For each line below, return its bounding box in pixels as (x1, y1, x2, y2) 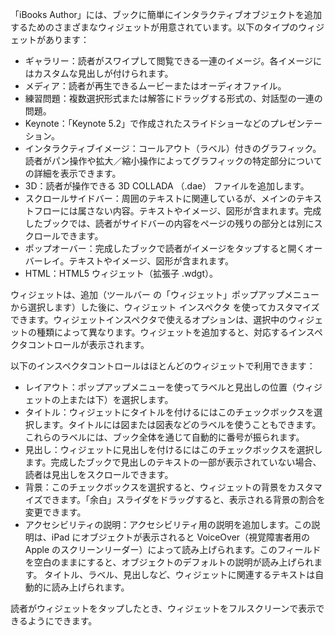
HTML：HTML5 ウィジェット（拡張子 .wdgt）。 (24, 268, 218, 279)
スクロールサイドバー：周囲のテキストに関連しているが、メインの (24, 193, 297, 204)
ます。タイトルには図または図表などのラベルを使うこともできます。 (42, 419, 322, 430)
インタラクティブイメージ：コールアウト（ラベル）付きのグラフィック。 (24, 143, 322, 154)
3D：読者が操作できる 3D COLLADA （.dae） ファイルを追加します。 (24, 180, 310, 192)
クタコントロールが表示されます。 (10, 339, 150, 350)
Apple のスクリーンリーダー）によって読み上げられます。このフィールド (24, 544, 322, 555)
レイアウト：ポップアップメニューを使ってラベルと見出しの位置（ (24, 381, 297, 393)
